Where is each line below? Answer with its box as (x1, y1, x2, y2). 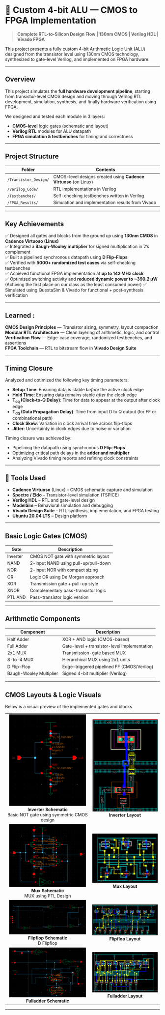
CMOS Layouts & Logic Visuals (5, 691, 102, 699)
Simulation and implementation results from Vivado (53, 200, 156, 205)
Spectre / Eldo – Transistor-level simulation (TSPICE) (12, 492, 119, 498)
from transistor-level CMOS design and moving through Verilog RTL (5, 93, 142, 99)
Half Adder (7, 636, 29, 642)
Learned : (5, 311, 35, 319)
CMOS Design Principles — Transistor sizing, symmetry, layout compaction (5, 324, 159, 330)
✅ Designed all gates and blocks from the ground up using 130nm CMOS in (5, 233, 158, 239)
